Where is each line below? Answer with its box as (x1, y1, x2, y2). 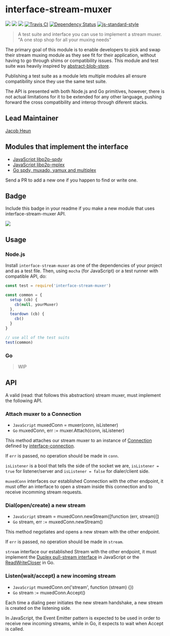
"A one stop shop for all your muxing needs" (17, 36, 112, 43)
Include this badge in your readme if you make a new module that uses (5, 205, 155, 211)
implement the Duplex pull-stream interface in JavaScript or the (5, 554, 140, 560)
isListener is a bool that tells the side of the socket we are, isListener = (5, 463, 159, 469)
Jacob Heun (5, 127, 31, 134)
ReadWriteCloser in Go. (5, 560, 55, 566)
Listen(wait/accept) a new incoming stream (5, 572, 116, 580)
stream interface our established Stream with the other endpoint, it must (5, 549, 157, 555)
